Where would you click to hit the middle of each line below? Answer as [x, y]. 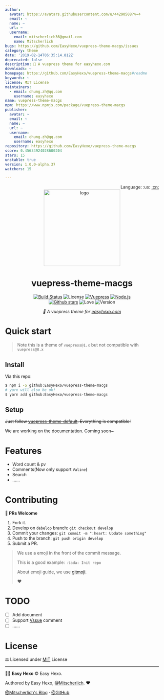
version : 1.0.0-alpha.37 [30, 164]
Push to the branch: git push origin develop [58, 538]
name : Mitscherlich [34, 42]
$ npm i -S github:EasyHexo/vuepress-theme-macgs [57, 385]
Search [19, 475]
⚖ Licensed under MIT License [36, 659]
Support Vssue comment [37, 620]
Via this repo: [18, 376]
